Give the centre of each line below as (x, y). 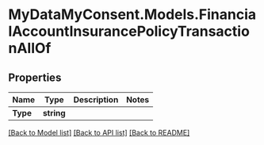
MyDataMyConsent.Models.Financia (132, 15)
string (54, 113)
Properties (35, 77)
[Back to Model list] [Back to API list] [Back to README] (99, 133)
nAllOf (30, 48)
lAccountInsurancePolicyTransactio (129, 31)
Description (96, 99)
